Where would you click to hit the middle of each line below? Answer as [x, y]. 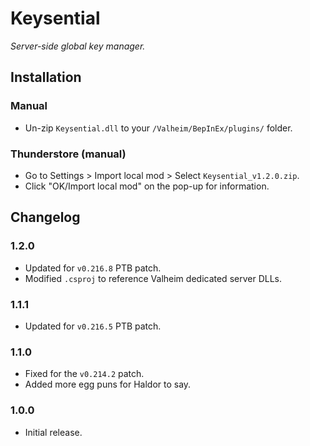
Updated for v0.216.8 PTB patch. [93, 268]
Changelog [45, 217]
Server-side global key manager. [78, 46]
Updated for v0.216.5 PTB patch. [93, 326]
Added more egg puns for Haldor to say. [108, 384]
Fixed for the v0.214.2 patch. [84, 374]
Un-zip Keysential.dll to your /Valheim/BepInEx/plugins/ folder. [158, 128]
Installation [46, 77]
